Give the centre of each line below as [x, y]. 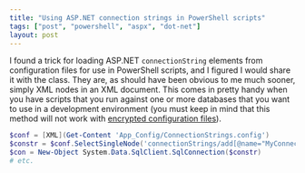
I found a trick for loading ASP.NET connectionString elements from [136, 61]
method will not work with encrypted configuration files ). [116, 118]
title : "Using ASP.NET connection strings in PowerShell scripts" [138, 18]
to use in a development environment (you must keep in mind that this [140, 109]
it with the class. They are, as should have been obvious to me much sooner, [152, 80]
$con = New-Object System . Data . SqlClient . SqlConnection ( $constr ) [136, 153]
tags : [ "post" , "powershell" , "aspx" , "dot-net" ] [105, 26]
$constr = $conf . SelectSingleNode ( [77, 144]
